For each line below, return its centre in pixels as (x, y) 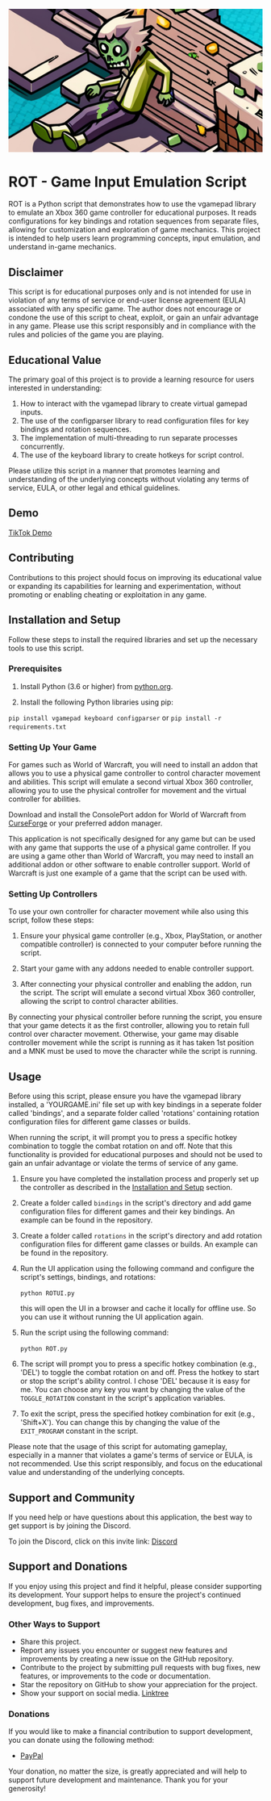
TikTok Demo (30, 533)
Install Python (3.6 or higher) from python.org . (96, 686)
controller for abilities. (45, 799)
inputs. (31, 412)
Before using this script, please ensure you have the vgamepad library (125, 1096)
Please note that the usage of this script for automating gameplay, (118, 1447)
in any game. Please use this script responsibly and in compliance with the (132, 326)
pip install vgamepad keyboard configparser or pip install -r (115, 717)
